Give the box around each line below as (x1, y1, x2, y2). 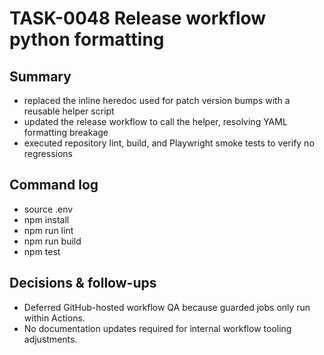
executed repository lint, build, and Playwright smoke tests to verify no (23, 137, 315, 149)
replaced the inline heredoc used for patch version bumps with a (23, 95, 291, 106)
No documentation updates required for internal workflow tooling (23, 322, 292, 334)
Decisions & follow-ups (9, 275, 157, 292)
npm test (23, 245, 61, 257)
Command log (9, 177, 99, 194)
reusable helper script (23, 105, 115, 117)
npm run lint (23, 224, 74, 236)
